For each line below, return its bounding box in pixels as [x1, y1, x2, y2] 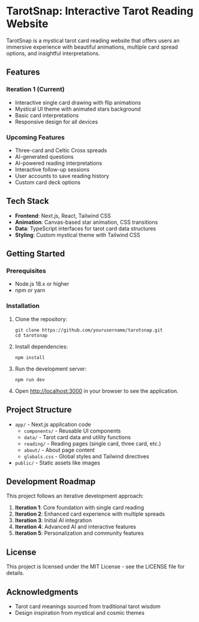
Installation [6, 302, 40, 310]
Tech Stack [6, 196, 49, 206]
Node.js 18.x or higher [14, 280, 70, 288]
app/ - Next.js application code [14, 420, 91, 428]
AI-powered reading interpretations [14, 159, 102, 167]
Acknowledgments [6, 587, 79, 597]
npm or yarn [14, 287, 46, 294]
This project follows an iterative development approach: [6, 492, 144, 500]
